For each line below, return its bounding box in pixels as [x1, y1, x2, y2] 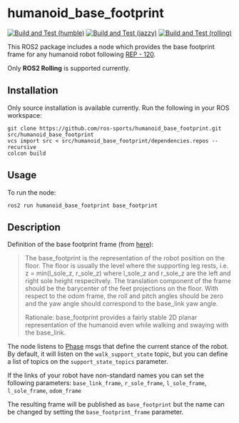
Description [7, 221, 61, 233]
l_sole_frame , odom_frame [7, 387, 82, 395]
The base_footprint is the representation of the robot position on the [24, 254, 225, 263]
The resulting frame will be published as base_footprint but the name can [7, 400, 225, 409]
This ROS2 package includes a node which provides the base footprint [7, 42, 215, 51]
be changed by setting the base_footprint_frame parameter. [7, 408, 184, 417]
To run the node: [7, 188, 56, 197]
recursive [7, 143, 37, 151]
